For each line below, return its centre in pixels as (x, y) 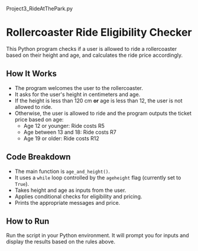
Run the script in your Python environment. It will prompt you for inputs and (98, 236)
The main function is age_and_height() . (62, 171)
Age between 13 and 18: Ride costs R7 (70, 132)
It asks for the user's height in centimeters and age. (77, 94)
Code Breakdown (38, 157)
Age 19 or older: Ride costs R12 (61, 138)
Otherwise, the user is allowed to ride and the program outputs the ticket (103, 113)
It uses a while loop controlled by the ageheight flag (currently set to (98, 178)
